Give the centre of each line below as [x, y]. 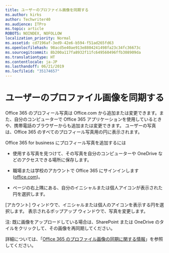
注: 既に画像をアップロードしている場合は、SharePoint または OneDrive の [82, 222]
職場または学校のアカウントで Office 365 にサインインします [76, 170]
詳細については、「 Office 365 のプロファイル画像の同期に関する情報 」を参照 [84, 239]
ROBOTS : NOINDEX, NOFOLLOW [34, 33]
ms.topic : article [24, 29]
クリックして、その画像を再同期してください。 [67, 228]
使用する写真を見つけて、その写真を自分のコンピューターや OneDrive [85, 153]
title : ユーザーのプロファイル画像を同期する [47, 10]
